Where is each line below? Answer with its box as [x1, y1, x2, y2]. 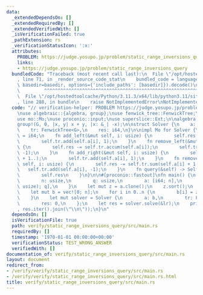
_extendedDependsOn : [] [11, 15, 71, 21]
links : [17, 59, 34, 65]
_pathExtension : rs [11, 37, 61, 43]
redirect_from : [6, 262, 45, 268]
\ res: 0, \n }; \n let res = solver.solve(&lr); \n [17, 201, 180, 207]
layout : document [6, 257, 50, 263]
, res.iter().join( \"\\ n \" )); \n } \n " [17, 206, 110, 212]
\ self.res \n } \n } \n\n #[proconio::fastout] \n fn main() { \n [17, 172, 196, 179]
